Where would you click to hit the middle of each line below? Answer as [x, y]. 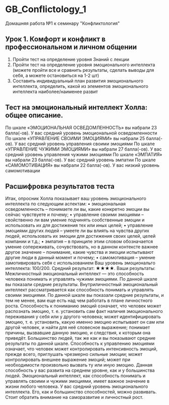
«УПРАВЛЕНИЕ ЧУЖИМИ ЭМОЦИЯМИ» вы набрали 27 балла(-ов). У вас [83, 149]
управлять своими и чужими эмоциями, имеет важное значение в [77, 381]
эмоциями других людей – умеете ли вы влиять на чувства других [77, 231]
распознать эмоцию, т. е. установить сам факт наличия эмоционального [84, 311]
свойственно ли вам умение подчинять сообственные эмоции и [75, 220]
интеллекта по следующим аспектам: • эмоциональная [66, 204]
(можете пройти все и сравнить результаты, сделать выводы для [83, 70]
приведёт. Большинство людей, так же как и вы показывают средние [80, 338]
